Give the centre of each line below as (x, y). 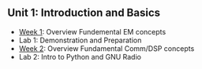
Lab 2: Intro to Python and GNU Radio (80, 56)
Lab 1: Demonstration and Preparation (80, 40)
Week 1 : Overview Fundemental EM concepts (92, 31)
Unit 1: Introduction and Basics (84, 13)
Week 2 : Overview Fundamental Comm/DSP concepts (107, 48)
